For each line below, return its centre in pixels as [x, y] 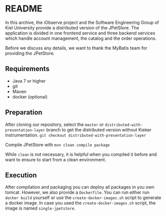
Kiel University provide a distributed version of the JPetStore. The [72, 27]
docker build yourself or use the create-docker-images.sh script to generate [83, 198]
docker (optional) [30, 97]
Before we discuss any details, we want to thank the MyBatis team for [76, 48]
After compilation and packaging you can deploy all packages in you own [80, 187]
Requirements [27, 69]
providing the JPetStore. [30, 53]
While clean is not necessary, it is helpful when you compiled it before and [81, 154]
